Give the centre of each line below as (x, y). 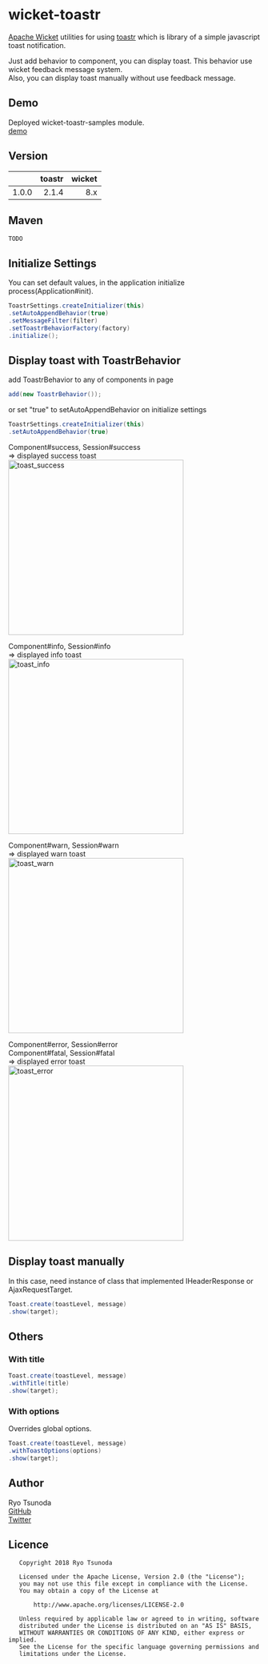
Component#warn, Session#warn (64, 845)
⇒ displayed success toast (52, 455)
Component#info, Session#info (60, 646)
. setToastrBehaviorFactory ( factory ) (69, 328)
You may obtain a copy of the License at (89, 1591)
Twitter (20, 1519)
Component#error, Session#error (63, 1045)
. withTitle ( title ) (39, 1383)
